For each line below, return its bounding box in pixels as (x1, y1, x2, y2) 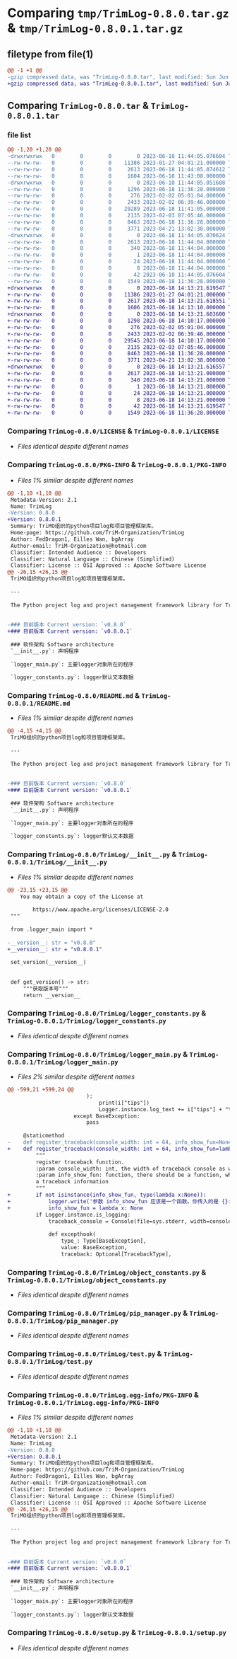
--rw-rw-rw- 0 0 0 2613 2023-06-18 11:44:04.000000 (7, 239, 226, 246)
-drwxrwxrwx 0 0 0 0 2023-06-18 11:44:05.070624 (7, 231, 226, 239)
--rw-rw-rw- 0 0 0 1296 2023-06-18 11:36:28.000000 (7, 185, 226, 193)
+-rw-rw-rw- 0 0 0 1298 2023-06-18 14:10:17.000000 (7, 317, 226, 325)
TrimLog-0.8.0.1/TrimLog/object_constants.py (7, 1276, 167, 1284)
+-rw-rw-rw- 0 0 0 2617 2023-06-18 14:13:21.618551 (7, 297, 226, 305)
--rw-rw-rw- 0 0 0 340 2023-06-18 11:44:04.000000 (7, 245, 226, 252)
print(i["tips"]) (98, 1099, 150, 1106)
